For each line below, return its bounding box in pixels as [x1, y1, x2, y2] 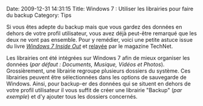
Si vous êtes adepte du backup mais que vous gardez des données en [6, 24, 182, 30]
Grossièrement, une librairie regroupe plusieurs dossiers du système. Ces [6, 67, 191, 75]
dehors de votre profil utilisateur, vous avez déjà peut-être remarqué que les [6, 30, 198, 37]
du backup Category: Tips [6, 12, 72, 19]
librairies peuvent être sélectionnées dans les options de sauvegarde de [6, 74, 187, 81]
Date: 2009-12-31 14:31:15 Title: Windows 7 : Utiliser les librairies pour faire [6, 5, 193, 12]
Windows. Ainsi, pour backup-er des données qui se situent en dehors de [6, 80, 191, 87]
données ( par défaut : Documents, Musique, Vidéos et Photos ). [6, 61, 165, 68]
